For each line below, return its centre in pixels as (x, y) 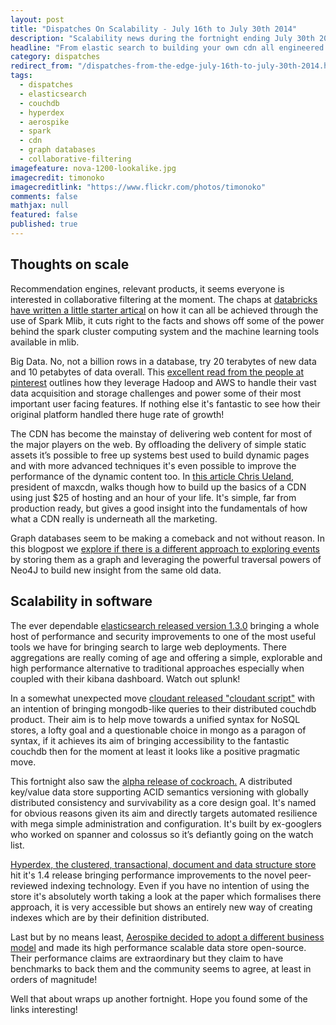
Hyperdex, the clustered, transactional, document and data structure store (163, 864)
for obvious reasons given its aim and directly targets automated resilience (164, 813)
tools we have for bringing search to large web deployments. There (148, 647)
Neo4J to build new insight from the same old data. (116, 570)
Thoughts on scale (70, 264)
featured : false (44, 215)
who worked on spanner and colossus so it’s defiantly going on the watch (162, 834)
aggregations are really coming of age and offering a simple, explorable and (166, 657)
